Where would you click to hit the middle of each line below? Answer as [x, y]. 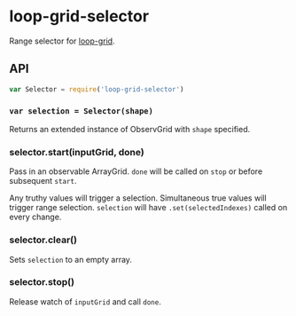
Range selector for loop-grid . [62, 41]
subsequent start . [43, 181]
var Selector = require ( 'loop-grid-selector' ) [97, 89]
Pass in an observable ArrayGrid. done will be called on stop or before [136, 171]
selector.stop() [42, 282]
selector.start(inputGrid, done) [77, 152]
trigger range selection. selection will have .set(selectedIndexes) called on [148, 208]
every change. [35, 217]
